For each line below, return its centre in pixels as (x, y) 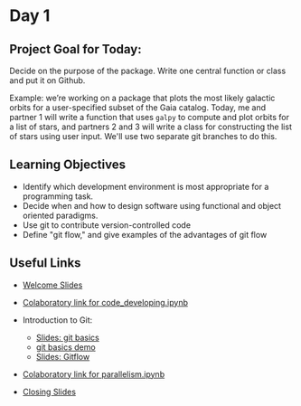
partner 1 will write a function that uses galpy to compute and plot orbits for (149, 117)
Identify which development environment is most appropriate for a (146, 186)
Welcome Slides (52, 285)
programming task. (57, 196)
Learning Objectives (68, 165)
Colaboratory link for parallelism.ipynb (94, 374)
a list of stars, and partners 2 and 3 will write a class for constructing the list (150, 127)
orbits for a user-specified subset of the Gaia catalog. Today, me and (138, 108)
